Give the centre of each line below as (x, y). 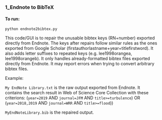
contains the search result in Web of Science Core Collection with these (77, 93)
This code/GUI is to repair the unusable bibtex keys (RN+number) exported (80, 38)
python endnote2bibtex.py (31, 29)
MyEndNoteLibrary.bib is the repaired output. (49, 112)
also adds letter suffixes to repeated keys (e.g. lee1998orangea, (69, 53)
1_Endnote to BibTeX (30, 7)
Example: (14, 78)
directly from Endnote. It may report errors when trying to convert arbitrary (80, 64)
